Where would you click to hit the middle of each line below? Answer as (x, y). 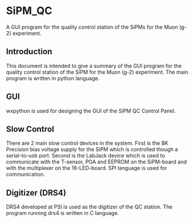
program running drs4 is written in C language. (62, 213)
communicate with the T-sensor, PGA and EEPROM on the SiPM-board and (96, 162)
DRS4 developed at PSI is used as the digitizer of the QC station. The (89, 207)
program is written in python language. (53, 78)
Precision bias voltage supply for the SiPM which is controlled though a (92, 149)
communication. (25, 175)
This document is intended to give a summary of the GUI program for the (94, 66)
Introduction (29, 52)
